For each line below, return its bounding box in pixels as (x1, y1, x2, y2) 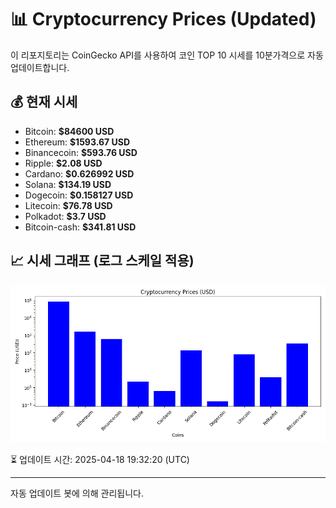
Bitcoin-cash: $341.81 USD (24, 221, 137, 233)
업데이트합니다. (10, 61, 70, 73)
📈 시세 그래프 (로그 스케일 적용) (10, 252, 195, 270)
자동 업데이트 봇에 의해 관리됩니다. (10, 487, 144, 499)
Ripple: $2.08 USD (24, 157, 103, 169)
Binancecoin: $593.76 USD (24, 146, 138, 158)
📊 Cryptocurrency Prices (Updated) (10, 8, 317, 31)
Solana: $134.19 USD (24, 178, 112, 190)
